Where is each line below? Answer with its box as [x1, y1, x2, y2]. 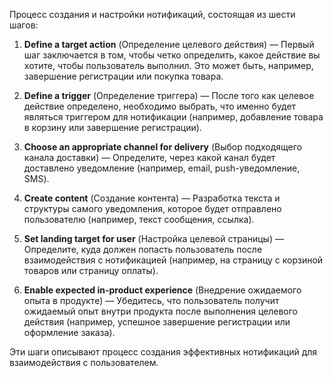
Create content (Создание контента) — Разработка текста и [23, 192, 281, 204]
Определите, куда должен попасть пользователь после [23, 244, 263, 255]
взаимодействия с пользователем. [9, 357, 159, 368]
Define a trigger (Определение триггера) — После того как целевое [23, 90, 315, 101]
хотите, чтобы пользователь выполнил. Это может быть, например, [23, 60, 314, 71]
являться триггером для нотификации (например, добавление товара [23, 111, 324, 123]
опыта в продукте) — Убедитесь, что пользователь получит [23, 295, 280, 306]
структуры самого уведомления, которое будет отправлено [23, 203, 282, 214]
